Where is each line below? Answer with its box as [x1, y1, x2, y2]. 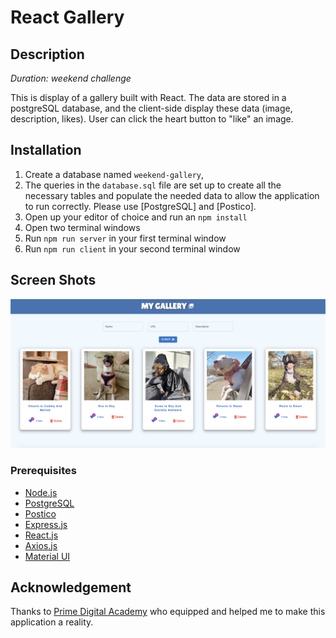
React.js [24, 529, 59, 541]
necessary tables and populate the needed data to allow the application [24, 189, 320, 201]
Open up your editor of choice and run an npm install [24, 211, 248, 223]
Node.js [24, 486, 58, 498]
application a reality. [10, 616, 94, 628]
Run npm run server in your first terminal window [24, 232, 227, 244]
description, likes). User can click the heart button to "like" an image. [10, 113, 294, 125]
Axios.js [24, 539, 58, 551]
